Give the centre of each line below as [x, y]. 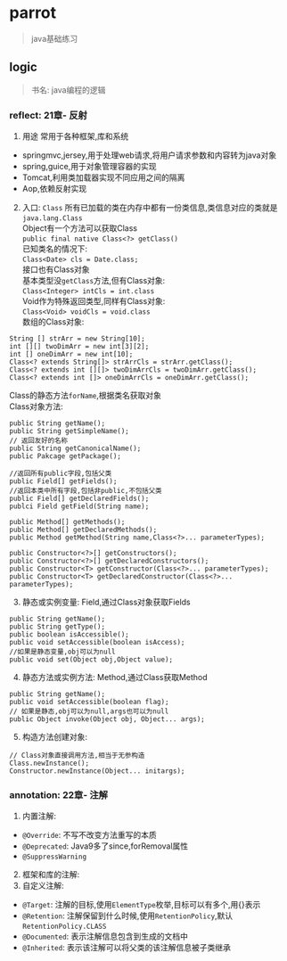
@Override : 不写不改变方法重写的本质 [90, 835]
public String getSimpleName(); [69, 431]
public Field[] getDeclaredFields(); [79, 499]
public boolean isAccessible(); [69, 635]
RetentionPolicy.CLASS [64, 927]
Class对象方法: [37, 407]
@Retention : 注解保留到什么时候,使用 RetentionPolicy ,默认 [127, 916]
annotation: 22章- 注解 [59, 794]
